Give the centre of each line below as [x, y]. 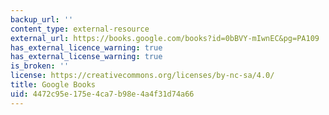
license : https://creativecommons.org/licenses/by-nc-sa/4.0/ [142, 76]
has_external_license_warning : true [86, 57]
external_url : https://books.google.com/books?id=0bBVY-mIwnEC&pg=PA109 [165, 38]
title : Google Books [53, 85]
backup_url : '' [42, 19]
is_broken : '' [40, 66]
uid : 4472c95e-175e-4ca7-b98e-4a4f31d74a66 [102, 94]
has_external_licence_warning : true [86, 47]
